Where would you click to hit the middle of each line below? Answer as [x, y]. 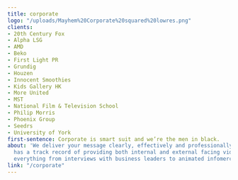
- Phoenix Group [31, 119]
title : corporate [33, 14]
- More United [28, 93]
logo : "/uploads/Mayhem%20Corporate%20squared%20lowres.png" [100, 21]
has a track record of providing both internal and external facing [117, 152]
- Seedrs [20, 126]
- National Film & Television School [63, 106]
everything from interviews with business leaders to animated [109, 159]
